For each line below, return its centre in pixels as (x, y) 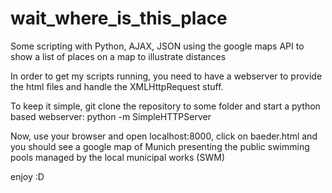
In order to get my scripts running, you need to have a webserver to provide (166, 76)
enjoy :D (27, 176)
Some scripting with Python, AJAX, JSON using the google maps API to (157, 46)
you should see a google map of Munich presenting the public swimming (160, 146)
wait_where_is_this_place (119, 18)
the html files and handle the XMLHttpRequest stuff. (117, 86)
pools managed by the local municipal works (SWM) (117, 157)
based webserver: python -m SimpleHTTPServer (111, 116)
